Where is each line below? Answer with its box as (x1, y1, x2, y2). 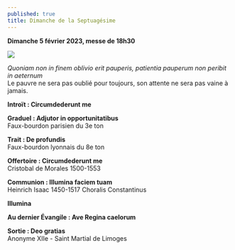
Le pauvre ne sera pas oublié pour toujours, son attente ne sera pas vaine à (7, 79, 229, 87)
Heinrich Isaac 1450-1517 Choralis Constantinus (7, 185, 147, 194)
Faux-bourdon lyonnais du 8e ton (7, 143, 105, 151)
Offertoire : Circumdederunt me (7, 156, 103, 165)
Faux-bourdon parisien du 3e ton (7, 121, 104, 130)
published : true (7, 10, 55, 18)
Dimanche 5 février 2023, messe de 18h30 (7, 36, 136, 45)
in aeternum (7, 71, 43, 80)
